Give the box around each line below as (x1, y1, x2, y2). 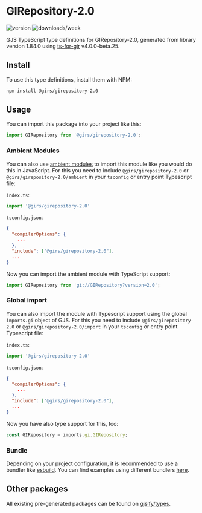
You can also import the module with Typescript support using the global (6, 310, 187, 317)
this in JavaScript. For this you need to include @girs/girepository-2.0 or (6, 166, 189, 174)
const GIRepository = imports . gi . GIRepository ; (6, 431, 128, 438)
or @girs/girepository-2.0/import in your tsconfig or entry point (16, 322, 178, 330)
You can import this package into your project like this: (6, 120, 142, 128)
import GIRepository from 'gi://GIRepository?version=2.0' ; (6, 282, 161, 288)
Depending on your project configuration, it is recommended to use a (6, 460, 178, 467)
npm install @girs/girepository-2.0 (6, 88, 98, 94)
